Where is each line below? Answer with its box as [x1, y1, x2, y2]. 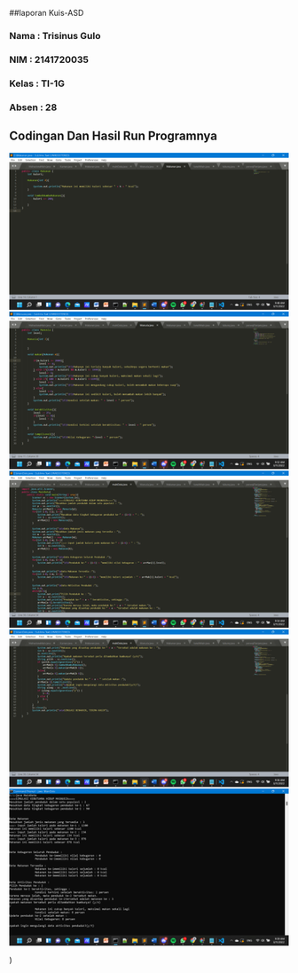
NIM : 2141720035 [9, 53, 89, 66]
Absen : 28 [9, 101, 58, 114]
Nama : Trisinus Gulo [9, 29, 101, 42]
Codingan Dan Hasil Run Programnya [9, 129, 217, 144]
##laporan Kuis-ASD [9, 8, 84, 18]
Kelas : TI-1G [9, 77, 65, 90]
